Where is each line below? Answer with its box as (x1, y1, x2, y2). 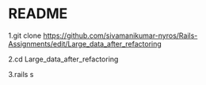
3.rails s (8, 69, 34, 79)
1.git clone (8, 31, 42, 40)
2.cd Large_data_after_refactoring (8, 54, 119, 64)
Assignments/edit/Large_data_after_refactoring (8, 39, 162, 48)
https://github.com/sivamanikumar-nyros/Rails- (43, 31, 198, 40)
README (8, 5, 68, 23)
